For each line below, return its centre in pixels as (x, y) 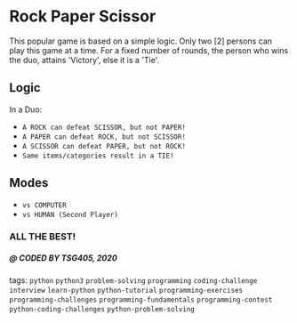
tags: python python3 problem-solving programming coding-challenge (133, 280)
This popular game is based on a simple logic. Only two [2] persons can (141, 41)
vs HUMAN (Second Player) (70, 214)
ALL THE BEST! (43, 237)
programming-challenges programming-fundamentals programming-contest (141, 300)
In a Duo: (26, 109)
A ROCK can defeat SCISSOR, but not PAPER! (104, 127)
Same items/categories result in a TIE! (98, 156)
